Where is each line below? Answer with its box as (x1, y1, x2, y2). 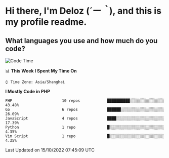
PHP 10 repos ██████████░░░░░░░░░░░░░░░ (5, 98, 164, 103)
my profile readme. (5, 16, 87, 28)
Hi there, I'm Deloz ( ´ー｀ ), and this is (5, 5, 162, 17)
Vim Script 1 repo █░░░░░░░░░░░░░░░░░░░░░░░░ (5, 134, 164, 139)
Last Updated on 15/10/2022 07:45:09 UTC (5, 147, 95, 153)
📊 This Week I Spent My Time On (5, 68, 77, 74)
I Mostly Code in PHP (5, 89, 51, 94)
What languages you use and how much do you (5, 36, 158, 45)
